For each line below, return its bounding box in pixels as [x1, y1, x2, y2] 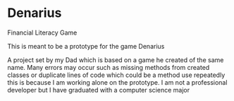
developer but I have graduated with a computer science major [7, 85, 190, 94]
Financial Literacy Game [7, 28, 78, 37]
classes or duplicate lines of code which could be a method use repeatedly [7, 71, 226, 79]
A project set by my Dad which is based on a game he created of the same [7, 55, 224, 64]
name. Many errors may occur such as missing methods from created [7, 63, 210, 71]
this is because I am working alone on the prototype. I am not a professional [7, 78, 228, 86]
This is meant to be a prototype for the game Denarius [7, 42, 165, 50]
